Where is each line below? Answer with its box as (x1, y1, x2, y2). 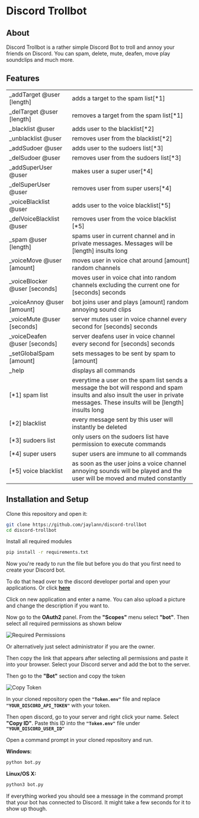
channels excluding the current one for (72, 281, 180, 289)
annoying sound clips (72, 305, 131, 314)
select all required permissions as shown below (6, 620, 122, 627)
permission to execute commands (72, 440, 166, 448)
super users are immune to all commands (72, 449, 187, 457)
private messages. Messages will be (72, 239, 173, 247)
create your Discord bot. (6, 566, 66, 573)
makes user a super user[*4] (72, 167, 153, 175)
